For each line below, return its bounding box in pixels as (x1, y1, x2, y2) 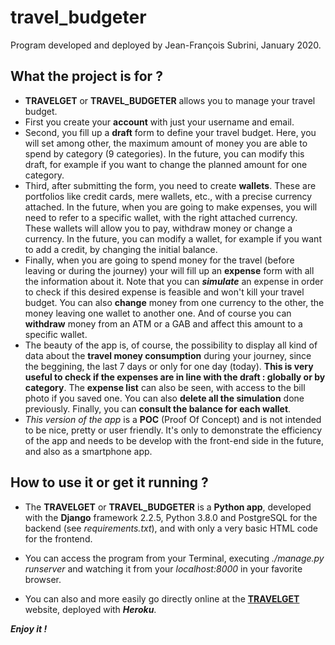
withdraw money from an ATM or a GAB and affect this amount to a (24, 317, 303, 330)
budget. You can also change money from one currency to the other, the (24, 296, 325, 308)
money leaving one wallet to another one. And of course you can (24, 307, 292, 319)
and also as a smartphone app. (24, 445, 153, 457)
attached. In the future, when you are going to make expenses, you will (24, 201, 318, 213)
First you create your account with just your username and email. (24, 116, 295, 128)
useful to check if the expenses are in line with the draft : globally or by (24, 371, 326, 383)
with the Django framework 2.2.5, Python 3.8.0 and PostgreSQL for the (24, 511, 318, 523)
